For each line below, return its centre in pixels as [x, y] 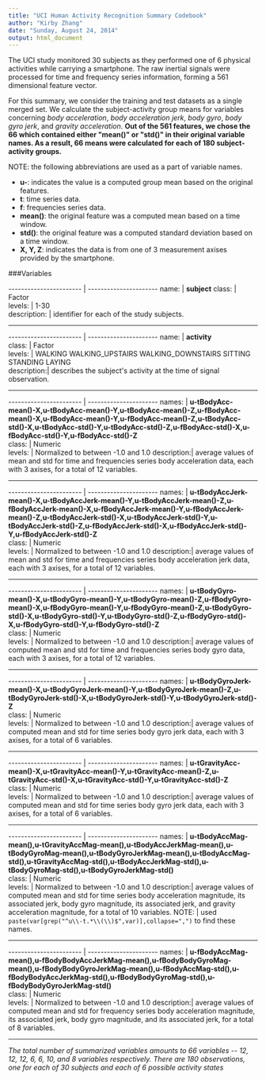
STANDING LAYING [40, 363]
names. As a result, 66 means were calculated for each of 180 [112, 143]
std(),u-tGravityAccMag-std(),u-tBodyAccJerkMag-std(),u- [109, 862]
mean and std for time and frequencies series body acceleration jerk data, [129, 559]
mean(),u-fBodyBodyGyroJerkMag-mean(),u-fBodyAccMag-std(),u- [124, 969]
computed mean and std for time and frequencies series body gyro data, [127, 650]
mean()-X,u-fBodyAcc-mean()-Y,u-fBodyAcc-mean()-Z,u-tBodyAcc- [125, 419]
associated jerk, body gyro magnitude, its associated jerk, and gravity [122, 904]
